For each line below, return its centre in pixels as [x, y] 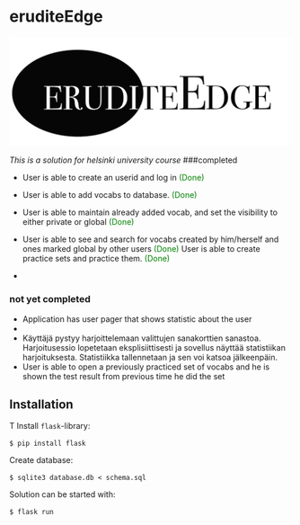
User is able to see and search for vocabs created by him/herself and [150, 239]
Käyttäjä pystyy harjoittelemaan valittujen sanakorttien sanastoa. [141, 338]
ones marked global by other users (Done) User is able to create [141, 249]
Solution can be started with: [62, 494]
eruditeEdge [56, 17]
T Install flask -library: [50, 426]
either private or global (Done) [78, 222]
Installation [41, 405]
